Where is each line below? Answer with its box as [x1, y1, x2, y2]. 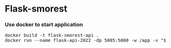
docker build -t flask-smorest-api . [5, 32, 100, 38]
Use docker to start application [5, 21, 83, 28]
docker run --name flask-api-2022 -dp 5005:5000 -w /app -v [5, 37, 159, 43]
